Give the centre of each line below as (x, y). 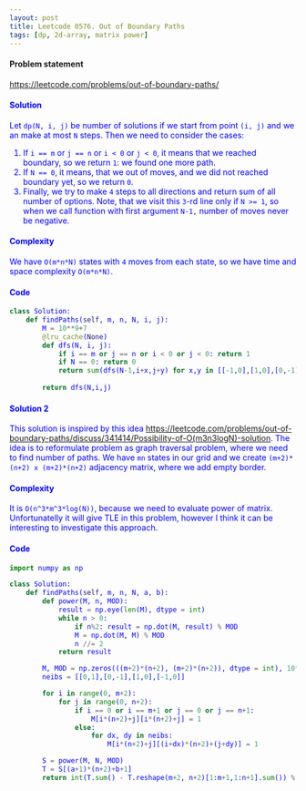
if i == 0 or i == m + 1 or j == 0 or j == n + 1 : (164, 710)
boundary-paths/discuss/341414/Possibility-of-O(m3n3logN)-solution (140, 438)
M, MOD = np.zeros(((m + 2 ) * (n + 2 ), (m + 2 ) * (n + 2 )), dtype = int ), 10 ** (173, 669)
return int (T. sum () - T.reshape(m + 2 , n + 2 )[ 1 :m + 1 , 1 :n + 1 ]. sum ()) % (169, 777)
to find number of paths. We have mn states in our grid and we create (138, 457)
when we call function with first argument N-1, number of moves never (156, 211)
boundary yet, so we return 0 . (78, 181)
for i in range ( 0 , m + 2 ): (89, 693)
